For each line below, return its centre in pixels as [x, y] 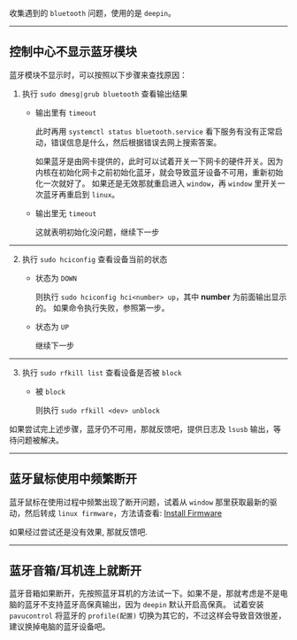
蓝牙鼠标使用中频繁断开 [73, 479]
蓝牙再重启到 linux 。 [81, 194]
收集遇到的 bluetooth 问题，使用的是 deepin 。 [93, 13]
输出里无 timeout [66, 213]
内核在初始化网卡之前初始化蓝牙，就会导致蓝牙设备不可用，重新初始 [159, 172]
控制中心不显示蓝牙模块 [73, 52]
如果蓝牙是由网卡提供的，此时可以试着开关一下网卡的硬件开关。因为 [159, 161]
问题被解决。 [40, 440]
